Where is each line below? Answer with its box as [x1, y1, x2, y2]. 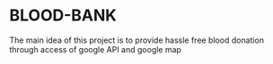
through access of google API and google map [9, 44, 182, 54]
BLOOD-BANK [9, 5, 117, 26]
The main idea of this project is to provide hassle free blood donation [9, 35, 265, 45]
